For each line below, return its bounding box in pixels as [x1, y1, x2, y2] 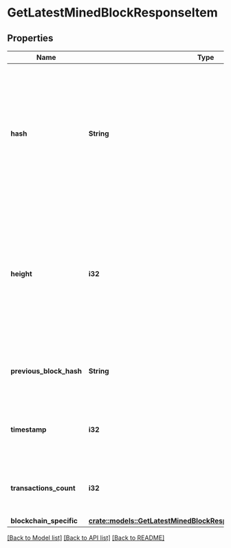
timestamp [10, 425, 47, 434]
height [10, 269, 32, 278]
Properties [7, 32, 54, 44]
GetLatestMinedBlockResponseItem [7, 5, 218, 21]
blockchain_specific [10, 516, 78, 525]
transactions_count [10, 483, 76, 493]
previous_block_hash [10, 366, 82, 376]
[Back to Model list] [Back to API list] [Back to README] [7, 534, 165, 542]
